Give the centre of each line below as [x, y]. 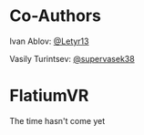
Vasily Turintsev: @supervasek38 [72, 58]
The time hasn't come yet [57, 120]
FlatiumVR [49, 96]
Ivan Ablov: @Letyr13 [49, 41]
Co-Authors [56, 16]
